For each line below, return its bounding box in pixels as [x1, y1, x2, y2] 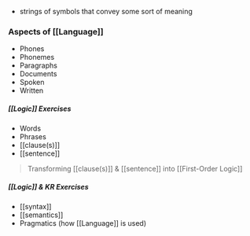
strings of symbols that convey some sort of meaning [19, 7, 193, 16]
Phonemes [19, 53, 55, 62]
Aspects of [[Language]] [8, 26, 104, 37]
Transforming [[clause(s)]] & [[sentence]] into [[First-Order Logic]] [27, 164, 243, 174]
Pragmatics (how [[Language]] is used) [19, 219, 147, 228]
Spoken [19, 78, 45, 87]
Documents [19, 69, 57, 79]
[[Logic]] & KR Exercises [8, 182, 89, 191]
